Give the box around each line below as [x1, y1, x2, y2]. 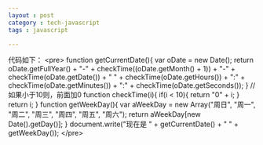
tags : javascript [8, 26, 68, 34]
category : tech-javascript [8, 19, 100, 27]
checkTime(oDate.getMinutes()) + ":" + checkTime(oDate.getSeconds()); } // [8, 81, 256, 90]
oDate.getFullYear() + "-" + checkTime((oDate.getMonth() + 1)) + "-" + [8, 64, 236, 74]
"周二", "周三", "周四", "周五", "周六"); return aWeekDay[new [8, 110, 202, 119]
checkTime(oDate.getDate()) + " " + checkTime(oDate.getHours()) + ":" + [8, 72, 246, 82]
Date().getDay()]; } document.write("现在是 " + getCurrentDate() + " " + [8, 119, 239, 129]
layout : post [8, 11, 55, 20]
